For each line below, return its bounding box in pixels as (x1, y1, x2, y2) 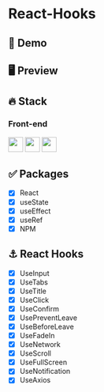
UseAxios (19, 375, 51, 385)
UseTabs (19, 277, 49, 287)
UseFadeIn (19, 331, 55, 341)
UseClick (19, 295, 50, 304)
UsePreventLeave (19, 313, 77, 322)
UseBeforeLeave (19, 322, 75, 331)
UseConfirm (19, 303, 59, 313)
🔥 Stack (8, 95, 47, 108)
